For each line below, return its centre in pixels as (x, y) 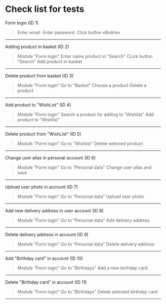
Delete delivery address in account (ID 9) (47, 234)
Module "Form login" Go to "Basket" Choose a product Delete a (82, 85)
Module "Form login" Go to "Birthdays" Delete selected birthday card (87, 292)
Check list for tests (45, 9)
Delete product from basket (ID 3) (40, 76)
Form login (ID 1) (22, 23)
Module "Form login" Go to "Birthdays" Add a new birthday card (82, 268)
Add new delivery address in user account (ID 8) (54, 210)
